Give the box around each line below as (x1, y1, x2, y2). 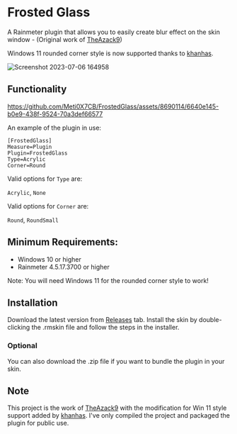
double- (199, 316, 222, 324)
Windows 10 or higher (17, 255, 81, 263)
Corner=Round (7, 162, 46, 169)
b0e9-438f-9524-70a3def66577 (7, 109, 103, 118)
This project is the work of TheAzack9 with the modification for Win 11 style (7, 404, 227, 412)
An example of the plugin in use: (7, 123, 101, 132)
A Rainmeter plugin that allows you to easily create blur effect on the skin (7, 28, 221, 36)
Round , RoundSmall (7, 216, 59, 224)
